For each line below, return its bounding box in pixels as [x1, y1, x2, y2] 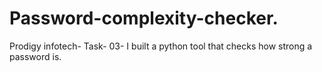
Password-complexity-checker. [9, 7, 279, 30]
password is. [9, 50, 62, 62]
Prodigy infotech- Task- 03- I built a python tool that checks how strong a [9, 40, 313, 52]
